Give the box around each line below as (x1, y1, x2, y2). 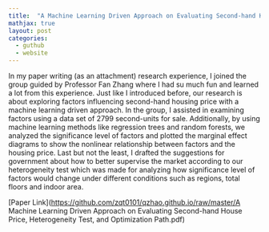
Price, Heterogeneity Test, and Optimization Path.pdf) (8, 214, 186, 224)
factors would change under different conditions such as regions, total (8, 173, 240, 183)
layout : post (8, 26, 52, 35)
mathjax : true (8, 19, 56, 27)
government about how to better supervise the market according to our (8, 157, 243, 165)
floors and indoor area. (8, 182, 84, 191)
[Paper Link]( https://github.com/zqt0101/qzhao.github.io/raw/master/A (8, 197, 241, 207)
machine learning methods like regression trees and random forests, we (8, 122, 246, 132)
